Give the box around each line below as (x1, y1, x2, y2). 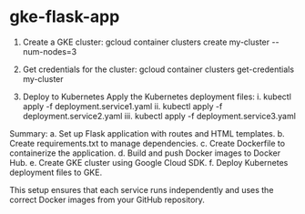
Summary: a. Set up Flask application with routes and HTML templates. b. (9, 127, 285, 138)
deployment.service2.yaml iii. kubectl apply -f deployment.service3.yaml (22, 110, 296, 121)
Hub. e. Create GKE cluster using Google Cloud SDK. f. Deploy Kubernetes (9, 157, 289, 168)
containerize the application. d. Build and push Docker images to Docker (9, 148, 281, 158)
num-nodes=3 (22, 46, 77, 56)
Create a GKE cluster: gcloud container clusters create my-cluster (22, 36, 270, 47)
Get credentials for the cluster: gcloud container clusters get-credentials (22, 64, 294, 75)
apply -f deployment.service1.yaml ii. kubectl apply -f (22, 100, 223, 111)
